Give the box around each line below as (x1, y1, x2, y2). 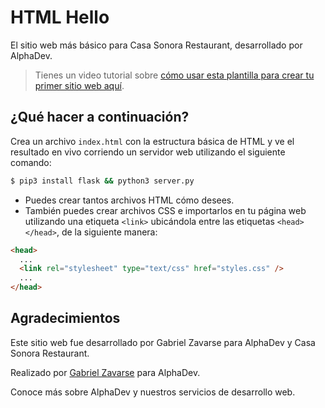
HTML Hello (10, 6, 110, 29)
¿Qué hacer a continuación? (10, 109, 190, 126)
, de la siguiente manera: (56, 226, 158, 238)
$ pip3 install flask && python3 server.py (10, 176, 195, 186)
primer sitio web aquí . (34, 79, 125, 91)
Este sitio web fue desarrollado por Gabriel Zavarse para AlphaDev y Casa (10, 336, 316, 348)
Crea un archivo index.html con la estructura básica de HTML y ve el (10, 135, 295, 147)
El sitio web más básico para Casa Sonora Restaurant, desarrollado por (10, 39, 303, 51)
